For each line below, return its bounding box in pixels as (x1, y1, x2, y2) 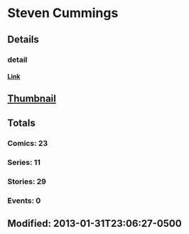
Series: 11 (7, 157, 40, 167)
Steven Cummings (7, 5, 119, 21)
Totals (7, 117, 36, 129)
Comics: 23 (7, 138, 48, 148)
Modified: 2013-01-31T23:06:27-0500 (7, 217, 183, 229)
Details (7, 33, 39, 46)
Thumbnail (7, 92, 57, 105)
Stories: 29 (7, 176, 46, 186)
